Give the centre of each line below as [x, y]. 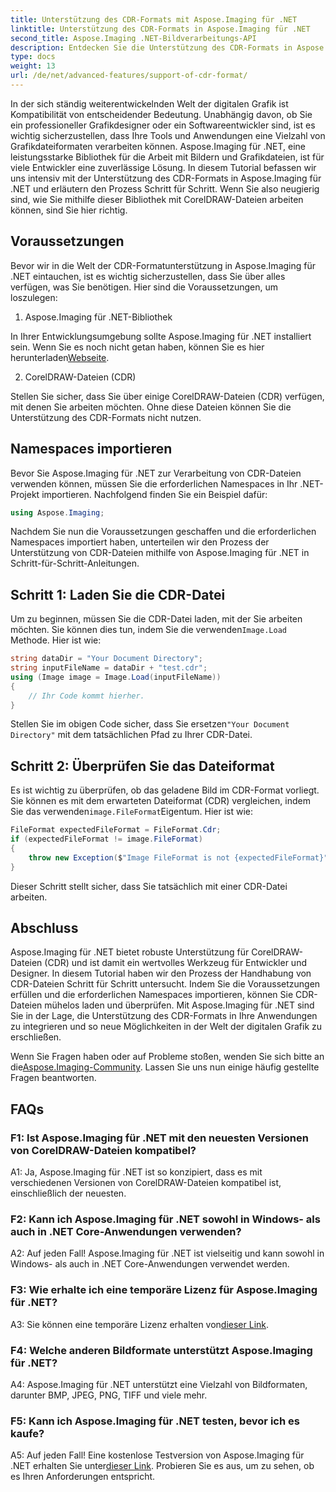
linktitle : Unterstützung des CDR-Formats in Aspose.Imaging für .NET [160, 29]
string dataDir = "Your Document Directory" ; [106, 659]
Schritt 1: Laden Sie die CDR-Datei [118, 594]
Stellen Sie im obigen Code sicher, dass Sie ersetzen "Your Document [150, 724]
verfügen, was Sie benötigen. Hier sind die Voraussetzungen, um [144, 287]
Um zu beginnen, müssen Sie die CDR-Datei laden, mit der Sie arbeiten [156, 619]
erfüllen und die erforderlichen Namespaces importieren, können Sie [152, 995]
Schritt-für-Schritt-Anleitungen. [75, 563]
